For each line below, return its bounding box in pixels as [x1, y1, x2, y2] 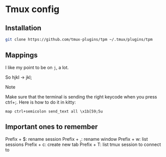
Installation [5, 24, 41, 32]
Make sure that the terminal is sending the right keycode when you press [5, 93, 157, 99]
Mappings [5, 51, 38, 60]
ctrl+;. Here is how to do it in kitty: [5, 99, 76, 105]
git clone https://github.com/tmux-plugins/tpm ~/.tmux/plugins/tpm [5, 37, 153, 42]
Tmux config [5, 4, 60, 15]
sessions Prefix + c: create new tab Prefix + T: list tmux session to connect [5, 141, 161, 147]
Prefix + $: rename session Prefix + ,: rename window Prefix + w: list [5, 136, 148, 142]
